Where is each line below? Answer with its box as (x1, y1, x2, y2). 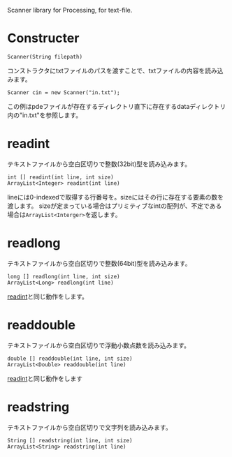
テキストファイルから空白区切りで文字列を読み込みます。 (7, 423, 173, 431)
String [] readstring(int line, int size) (7, 437, 133, 444)
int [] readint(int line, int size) (7, 174, 114, 181)
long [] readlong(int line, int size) (7, 273, 120, 280)
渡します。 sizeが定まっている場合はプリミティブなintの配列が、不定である (7, 202, 222, 210)
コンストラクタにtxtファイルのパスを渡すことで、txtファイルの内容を (7, 66, 205, 75)
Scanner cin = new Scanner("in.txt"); (7, 89, 120, 96)
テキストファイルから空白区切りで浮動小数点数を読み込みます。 (7, 341, 191, 350)
